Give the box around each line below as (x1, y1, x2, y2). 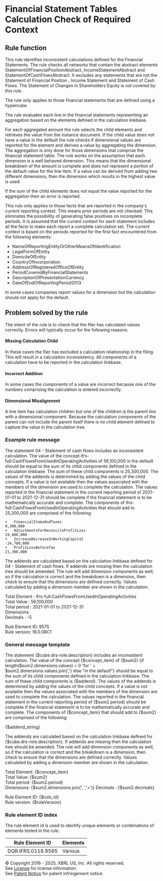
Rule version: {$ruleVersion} (5, 799, 62, 805)
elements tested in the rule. (5, 828, 60, 834)
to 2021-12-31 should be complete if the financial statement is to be (17, 494, 152, 500)
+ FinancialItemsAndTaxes (5, 520, 62, 524)
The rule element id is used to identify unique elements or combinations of (5, 823, 154, 829)
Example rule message (5, 436, 60, 443)
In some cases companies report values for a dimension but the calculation (5, 290, 156, 295)
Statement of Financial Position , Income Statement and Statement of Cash (5, 77, 155, 83)
